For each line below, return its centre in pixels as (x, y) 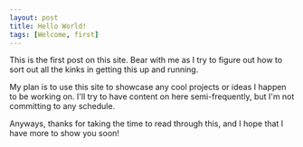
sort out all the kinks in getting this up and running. (104, 69)
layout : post (34, 18)
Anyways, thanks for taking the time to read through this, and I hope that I (147, 124)
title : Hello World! (48, 26)
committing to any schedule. (62, 106)
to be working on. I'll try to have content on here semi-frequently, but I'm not (152, 96)
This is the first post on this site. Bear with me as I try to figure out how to (146, 60)
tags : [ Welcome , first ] (54, 34)
